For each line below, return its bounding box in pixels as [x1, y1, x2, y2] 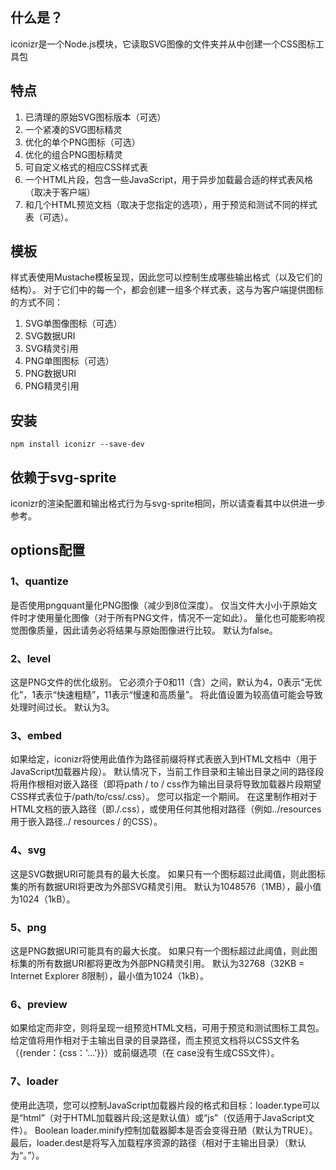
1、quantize [10, 574, 69, 588]
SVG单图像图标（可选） [24, 318, 123, 330]
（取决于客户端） [24, 186, 96, 198]
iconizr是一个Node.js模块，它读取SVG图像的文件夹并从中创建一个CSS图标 [10, 38, 316, 50]
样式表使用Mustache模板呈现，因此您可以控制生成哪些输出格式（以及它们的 [10, 271, 323, 283]
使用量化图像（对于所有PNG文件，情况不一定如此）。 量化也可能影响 [36, 611, 317, 623]
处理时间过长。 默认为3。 [10, 701, 115, 713]
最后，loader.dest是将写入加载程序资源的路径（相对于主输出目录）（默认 [10, 1136, 307, 1148]
